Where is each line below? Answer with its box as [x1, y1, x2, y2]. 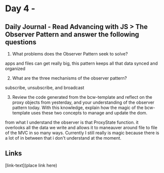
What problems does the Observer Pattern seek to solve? [12, 51, 128, 57]
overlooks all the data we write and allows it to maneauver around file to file [5, 125, 158, 130]
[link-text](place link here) [5, 162, 57, 168]
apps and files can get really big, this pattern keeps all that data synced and [5, 60, 158, 66]
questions [5, 38, 37, 46]
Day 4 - [5, 3, 36, 14]
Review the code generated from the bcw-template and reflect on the [12, 94, 153, 100]
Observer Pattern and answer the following [5, 30, 140, 38]
